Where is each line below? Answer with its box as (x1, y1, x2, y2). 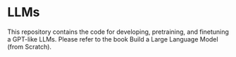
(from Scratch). (7, 42, 51, 51)
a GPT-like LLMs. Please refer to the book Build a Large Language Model (7, 34, 218, 43)
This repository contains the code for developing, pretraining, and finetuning (7, 27, 229, 36)
